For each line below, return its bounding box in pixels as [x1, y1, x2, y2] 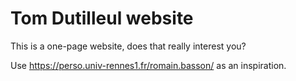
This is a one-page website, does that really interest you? [10, 40, 247, 52]
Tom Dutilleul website [10, 7, 194, 30]
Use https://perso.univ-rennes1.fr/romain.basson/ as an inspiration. [10, 59, 287, 71]
